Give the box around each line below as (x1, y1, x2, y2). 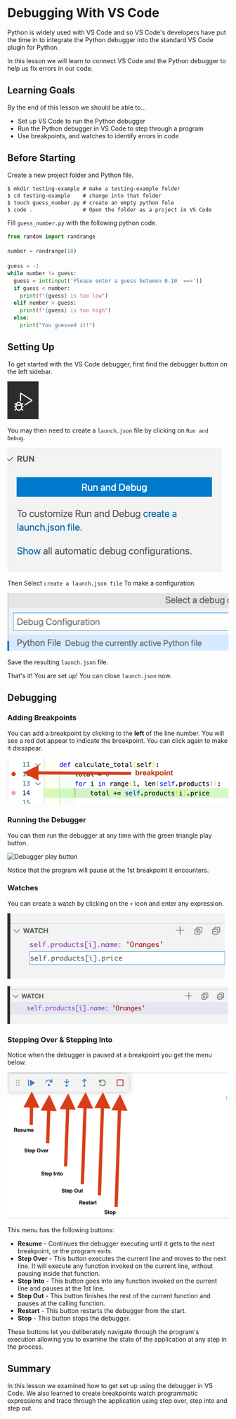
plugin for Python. (7, 43, 60, 51)
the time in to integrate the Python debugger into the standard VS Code (7, 35, 214, 44)
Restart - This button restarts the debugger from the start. (17, 1307, 187, 1314)
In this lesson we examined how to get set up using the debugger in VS (7, 1381, 213, 1390)
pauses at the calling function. (17, 1299, 105, 1307)
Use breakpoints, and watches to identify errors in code (17, 131, 179, 140)
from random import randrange (7, 233, 96, 240)
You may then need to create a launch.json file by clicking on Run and (7, 426, 209, 435)
